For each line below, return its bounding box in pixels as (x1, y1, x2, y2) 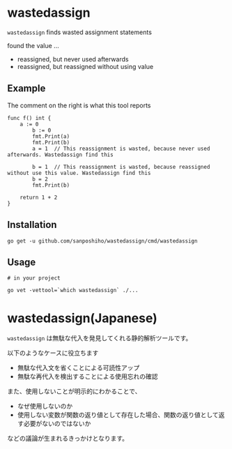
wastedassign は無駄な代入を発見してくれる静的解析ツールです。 (7, 334, 192, 342)
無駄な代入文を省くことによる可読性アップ (17, 364, 140, 372)
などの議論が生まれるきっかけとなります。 (7, 434, 129, 443)
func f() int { (7, 114, 52, 121)
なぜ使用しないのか (17, 402, 73, 411)
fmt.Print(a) (32, 132, 70, 140)
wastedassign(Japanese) (7, 310, 158, 326)
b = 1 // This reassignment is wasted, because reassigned (32, 163, 210, 170)
